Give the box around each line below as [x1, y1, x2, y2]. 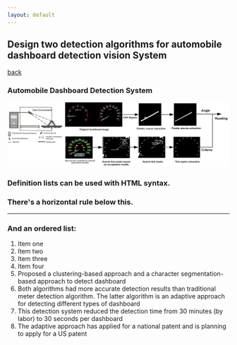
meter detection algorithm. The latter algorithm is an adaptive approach [17, 292, 226, 301]
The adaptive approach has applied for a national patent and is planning [17, 322, 227, 331]
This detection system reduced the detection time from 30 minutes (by [17, 307, 224, 315]
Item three [17, 255, 48, 263]
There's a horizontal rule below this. [7, 197, 134, 207]
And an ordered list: [7, 224, 77, 234]
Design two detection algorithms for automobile [7, 39, 222, 51]
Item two [17, 247, 44, 255]
